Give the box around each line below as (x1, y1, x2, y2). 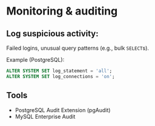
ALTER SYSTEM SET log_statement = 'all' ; (6, 68, 113, 74)
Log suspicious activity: (6, 28, 99, 39)
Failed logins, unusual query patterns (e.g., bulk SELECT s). (6, 44, 150, 51)
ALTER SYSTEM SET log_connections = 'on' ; (6, 73, 115, 79)
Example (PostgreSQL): (6, 56, 65, 63)
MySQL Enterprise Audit (15, 113, 76, 120)
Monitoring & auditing (6, 4, 118, 18)
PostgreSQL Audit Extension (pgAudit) (15, 106, 111, 113)
